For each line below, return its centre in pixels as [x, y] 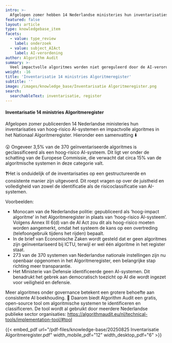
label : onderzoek [33, 44]
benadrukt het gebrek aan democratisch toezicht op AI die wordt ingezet [89, 277]
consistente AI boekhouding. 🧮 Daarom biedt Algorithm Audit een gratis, [81, 297]
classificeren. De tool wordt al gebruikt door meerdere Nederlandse [77, 309]
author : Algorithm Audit [32, 58]
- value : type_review [33, 39]
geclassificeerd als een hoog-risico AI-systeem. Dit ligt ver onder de [77, 152]
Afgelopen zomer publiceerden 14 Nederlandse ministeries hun [72, 124]
